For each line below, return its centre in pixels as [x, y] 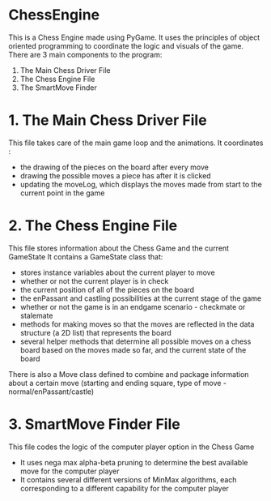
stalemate [36, 315]
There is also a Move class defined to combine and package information [129, 374]
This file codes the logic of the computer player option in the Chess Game [131, 447]
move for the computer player [70, 471]
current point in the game [62, 193]
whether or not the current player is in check [94, 280]
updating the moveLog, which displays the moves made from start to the [141, 184]
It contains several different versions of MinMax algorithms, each [128, 479]
